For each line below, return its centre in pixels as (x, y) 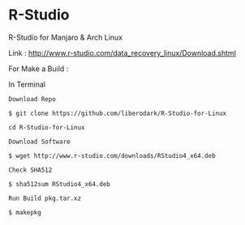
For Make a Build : (39, 68)
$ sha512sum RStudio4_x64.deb (60, 184)
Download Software (39, 142)
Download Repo (32, 99)
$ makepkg (25, 212)
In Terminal (27, 84)
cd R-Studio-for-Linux (47, 127)
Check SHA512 (30, 170)
